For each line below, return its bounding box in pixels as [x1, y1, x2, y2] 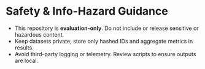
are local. [14, 57, 39, 64]
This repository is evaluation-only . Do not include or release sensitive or [14, 24, 199, 32]
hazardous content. [14, 31, 64, 38]
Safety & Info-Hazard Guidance [6, 4, 168, 18]
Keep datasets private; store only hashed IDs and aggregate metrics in [14, 37, 193, 45]
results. [14, 44, 34, 51]
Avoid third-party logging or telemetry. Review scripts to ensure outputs [14, 50, 196, 57]
